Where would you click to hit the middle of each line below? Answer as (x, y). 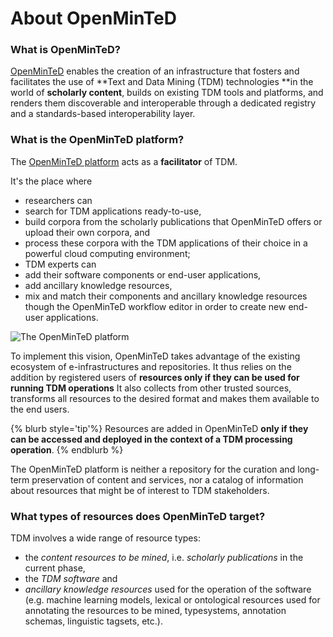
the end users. (40, 409)
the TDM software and (71, 579)
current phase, (55, 568)
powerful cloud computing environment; (107, 253)
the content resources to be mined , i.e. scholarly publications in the (164, 558)
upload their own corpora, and (87, 232)
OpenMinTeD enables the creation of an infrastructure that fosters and (155, 71)
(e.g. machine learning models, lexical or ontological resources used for (172, 600)
